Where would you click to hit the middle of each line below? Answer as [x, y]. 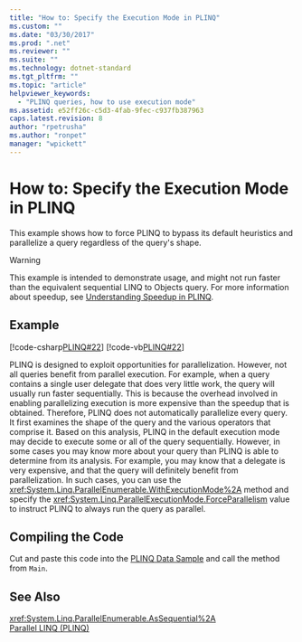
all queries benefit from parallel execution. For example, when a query [140, 374]
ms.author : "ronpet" [48, 136]
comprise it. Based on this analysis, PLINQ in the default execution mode [145, 431]
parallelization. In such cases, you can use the [95, 479]
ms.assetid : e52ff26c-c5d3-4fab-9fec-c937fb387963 [107, 110]
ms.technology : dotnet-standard [70, 69]
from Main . [28, 568]
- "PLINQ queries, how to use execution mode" [107, 102]
